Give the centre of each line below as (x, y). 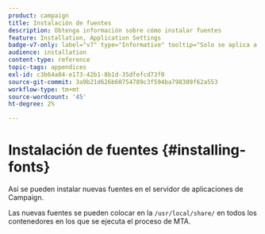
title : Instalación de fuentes (60, 23)
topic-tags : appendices (48, 67)
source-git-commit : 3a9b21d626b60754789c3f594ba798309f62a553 (113, 82)
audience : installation (48, 52)
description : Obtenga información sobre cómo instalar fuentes (115, 30)
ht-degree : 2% (32, 104)
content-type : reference (49, 60)
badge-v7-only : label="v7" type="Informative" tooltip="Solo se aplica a (133, 45)
